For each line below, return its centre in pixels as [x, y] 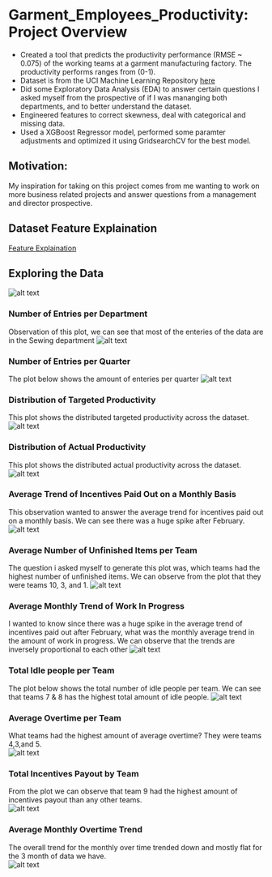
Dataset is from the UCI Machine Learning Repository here [118, 80]
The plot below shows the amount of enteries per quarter [104, 379]
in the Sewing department [51, 340]
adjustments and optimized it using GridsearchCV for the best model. [135, 140]
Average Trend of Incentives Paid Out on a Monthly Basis [122, 494]
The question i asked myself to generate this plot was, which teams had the [134, 568]
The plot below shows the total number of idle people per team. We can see [135, 688]
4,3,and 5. [25, 744]
